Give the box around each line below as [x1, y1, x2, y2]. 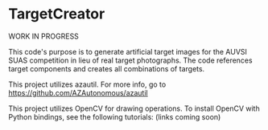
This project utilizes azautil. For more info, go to [8, 79, 167, 89]
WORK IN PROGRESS [8, 31, 79, 41]
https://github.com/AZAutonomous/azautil [8, 87, 148, 97]
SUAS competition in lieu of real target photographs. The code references [8, 55, 253, 65]
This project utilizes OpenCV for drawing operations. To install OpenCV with [8, 104, 260, 113]
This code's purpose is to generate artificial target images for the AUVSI [8, 47, 248, 56]
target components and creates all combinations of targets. [8, 63, 205, 73]
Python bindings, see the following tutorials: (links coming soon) [8, 112, 221, 121]
